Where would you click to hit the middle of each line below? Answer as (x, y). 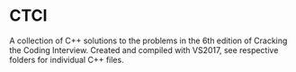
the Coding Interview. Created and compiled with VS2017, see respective (144, 49)
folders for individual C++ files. (67, 59)
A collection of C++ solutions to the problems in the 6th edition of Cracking (148, 40)
